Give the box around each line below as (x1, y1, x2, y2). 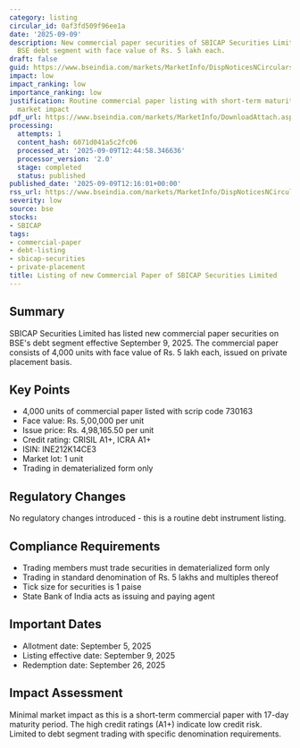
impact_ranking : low (9, 80, 87, 89)
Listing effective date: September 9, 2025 (21, 650, 176, 660)
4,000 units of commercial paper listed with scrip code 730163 (21, 406, 253, 417)
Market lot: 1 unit (21, 454, 84, 464)
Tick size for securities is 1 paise (21, 582, 142, 591)
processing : (9, 122, 54, 131)
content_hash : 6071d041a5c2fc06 (17, 138, 138, 147)
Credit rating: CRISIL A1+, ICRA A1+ (21, 435, 152, 446)
